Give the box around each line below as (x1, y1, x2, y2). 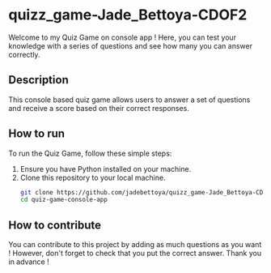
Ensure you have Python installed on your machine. (19, 164, 192, 173)
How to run (8, 127, 66, 141)
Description (8, 73, 69, 87)
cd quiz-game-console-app (19, 196, 108, 204)
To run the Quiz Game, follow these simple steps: (8, 148, 172, 158)
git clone (19, 188, 54, 196)
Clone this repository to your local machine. (19, 173, 166, 182)
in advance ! (8, 257, 50, 267)
